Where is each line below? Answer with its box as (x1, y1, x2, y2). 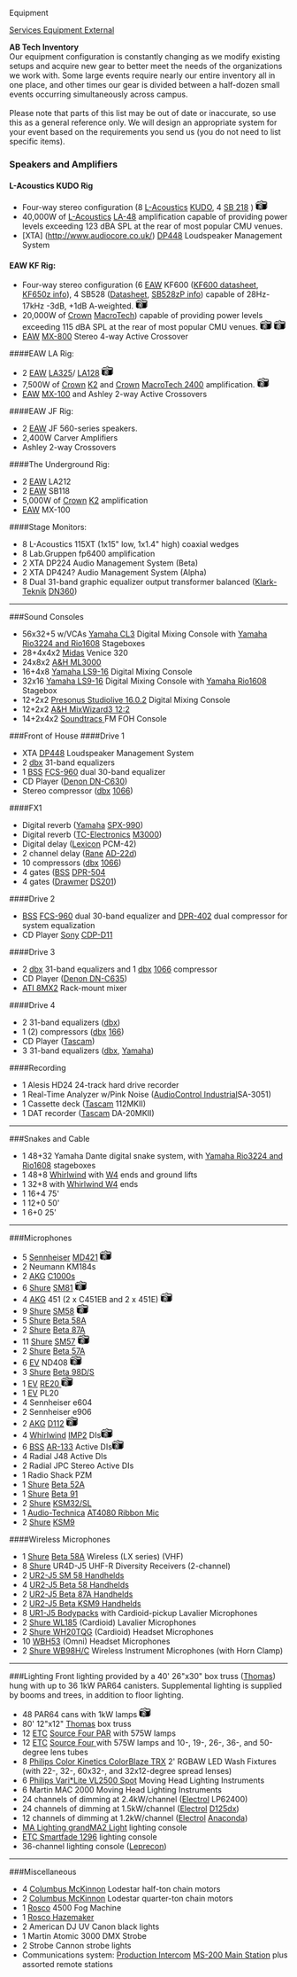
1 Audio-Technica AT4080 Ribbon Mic (21, 1507, 160, 1519)
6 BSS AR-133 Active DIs (21, 1442, 113, 1452)
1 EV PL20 (21, 1387, 59, 1399)
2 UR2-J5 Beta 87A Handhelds (21, 1589, 133, 1599)
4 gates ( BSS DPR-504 (21, 867, 106, 878)
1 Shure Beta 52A (21, 1480, 86, 1490)
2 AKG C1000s (21, 1271, 76, 1282)
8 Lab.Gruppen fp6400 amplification (21, 549, 156, 559)
